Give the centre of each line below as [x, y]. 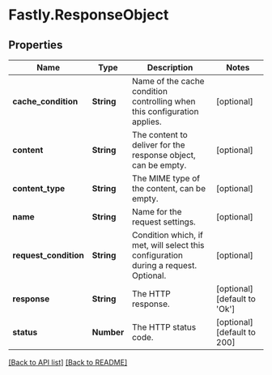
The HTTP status [164, 327]
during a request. [164, 265]
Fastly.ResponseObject [89, 15]
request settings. [164, 222]
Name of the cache [168, 81]
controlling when [164, 101]
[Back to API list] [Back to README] [68, 362]
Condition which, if [168, 235]
